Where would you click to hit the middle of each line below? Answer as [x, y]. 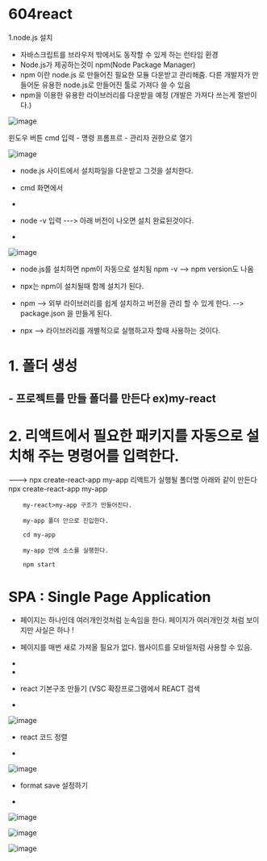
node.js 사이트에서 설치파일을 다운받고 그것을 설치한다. [106, 170]
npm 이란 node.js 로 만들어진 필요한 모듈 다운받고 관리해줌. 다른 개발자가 [135, 74]
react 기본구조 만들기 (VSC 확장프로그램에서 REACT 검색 [110, 689]
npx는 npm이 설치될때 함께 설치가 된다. [82, 286]
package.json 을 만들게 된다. [66, 313]
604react [40, 14]
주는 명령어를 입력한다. [108, 456]
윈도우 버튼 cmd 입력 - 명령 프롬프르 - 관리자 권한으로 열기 [100, 137]
